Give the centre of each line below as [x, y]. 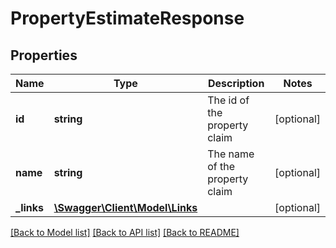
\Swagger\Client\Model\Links [125, 207]
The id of [228, 100]
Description [236, 83]
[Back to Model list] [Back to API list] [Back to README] [125, 232]
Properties [44, 55]
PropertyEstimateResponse [127, 18]
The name [231, 154]
